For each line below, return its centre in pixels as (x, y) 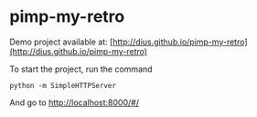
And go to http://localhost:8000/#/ (75, 102)
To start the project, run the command (81, 69)
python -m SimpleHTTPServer (63, 85)
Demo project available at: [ (61, 42)
